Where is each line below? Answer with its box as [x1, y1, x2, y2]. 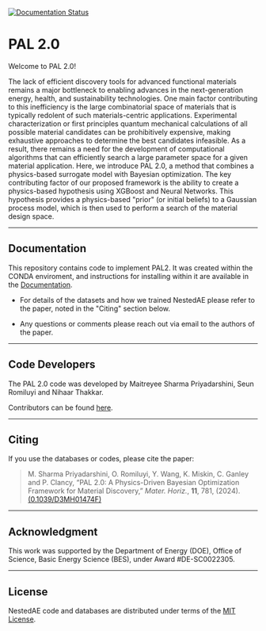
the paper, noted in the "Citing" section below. [19, 304, 171, 313]
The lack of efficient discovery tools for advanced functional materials [8, 76, 237, 86]
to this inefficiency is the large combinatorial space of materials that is [8, 101, 237, 111]
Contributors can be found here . [8, 403, 113, 412]
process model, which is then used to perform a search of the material [8, 203, 237, 212]
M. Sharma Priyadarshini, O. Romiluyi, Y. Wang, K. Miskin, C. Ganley [27, 469, 249, 479]
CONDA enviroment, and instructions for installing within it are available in [8, 271, 249, 281]
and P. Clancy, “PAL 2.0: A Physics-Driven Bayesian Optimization [27, 478, 240, 488]
